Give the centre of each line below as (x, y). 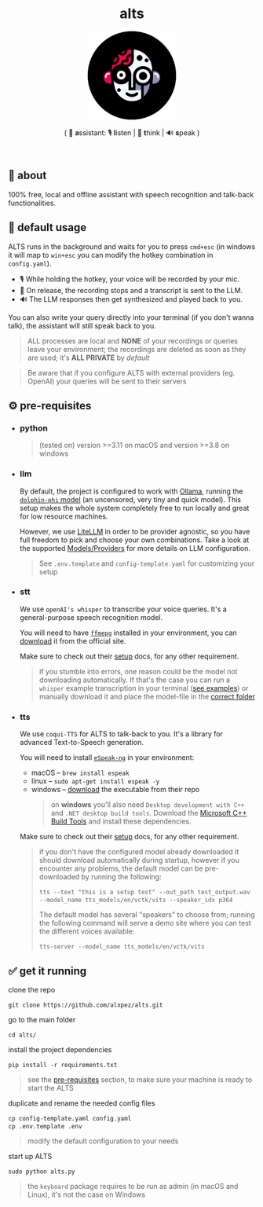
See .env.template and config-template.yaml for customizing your (147, 563)
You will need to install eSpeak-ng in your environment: (107, 758)
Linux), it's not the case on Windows (86, 1194)
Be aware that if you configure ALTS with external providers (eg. (131, 372)
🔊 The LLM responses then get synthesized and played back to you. (131, 299)
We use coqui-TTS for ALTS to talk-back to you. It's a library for (121, 734)
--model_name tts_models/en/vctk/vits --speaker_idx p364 (136, 901)
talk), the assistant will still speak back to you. (82, 325)
